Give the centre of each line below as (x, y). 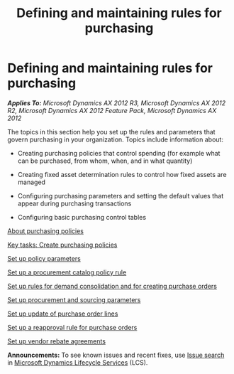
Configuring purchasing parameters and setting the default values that (121, 196)
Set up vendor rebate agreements (57, 341)
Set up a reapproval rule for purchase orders (72, 327)
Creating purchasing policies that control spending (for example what (119, 153)
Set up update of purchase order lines (63, 314)
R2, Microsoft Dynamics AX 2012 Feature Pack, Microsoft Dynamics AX (112, 110)
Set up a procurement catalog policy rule (67, 272)
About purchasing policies (45, 231)
